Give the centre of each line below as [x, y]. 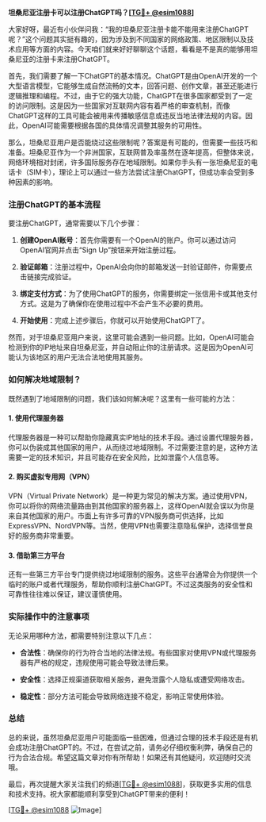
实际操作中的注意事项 [49, 616]
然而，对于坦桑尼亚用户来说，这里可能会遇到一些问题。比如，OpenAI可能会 [131, 337]
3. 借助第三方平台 [37, 555]
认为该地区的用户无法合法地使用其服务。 [81, 357]
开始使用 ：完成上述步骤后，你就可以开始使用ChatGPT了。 [114, 321]
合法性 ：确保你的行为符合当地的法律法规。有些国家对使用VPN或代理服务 [138, 652]
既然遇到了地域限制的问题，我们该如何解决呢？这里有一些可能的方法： [123, 398]
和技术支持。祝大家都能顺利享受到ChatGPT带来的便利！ [99, 793]
